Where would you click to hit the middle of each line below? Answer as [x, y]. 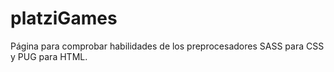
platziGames [64, 18]
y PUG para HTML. [49, 56]
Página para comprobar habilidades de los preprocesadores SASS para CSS [167, 46]
